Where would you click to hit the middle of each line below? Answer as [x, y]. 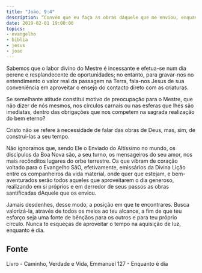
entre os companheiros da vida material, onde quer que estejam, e [89, 174]
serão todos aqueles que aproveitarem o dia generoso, [106, 180]
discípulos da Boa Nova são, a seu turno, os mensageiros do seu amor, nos [99, 154]
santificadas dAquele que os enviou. [51, 193]
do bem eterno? [26, 118]
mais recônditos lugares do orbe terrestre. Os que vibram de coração [92, 161]
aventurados [22, 180]
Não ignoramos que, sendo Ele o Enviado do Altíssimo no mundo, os [91, 148]
